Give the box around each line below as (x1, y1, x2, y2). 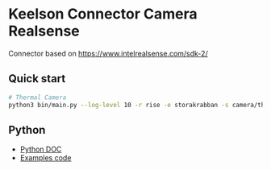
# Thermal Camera (8, 93, 67, 102)
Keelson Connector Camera (8, 5, 198, 23)
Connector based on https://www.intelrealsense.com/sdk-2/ (8, 48, 208, 58)
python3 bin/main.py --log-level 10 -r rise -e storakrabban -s (8, 101, 229, 109)
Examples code (19, 153, 72, 163)
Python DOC (19, 144, 62, 154)
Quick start (8, 72, 66, 85)
